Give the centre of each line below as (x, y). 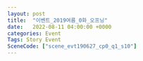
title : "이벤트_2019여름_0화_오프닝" (57, 20)
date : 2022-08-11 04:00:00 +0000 (60, 27)
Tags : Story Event (34, 40)
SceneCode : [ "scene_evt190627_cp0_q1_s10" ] (72, 46)
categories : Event (34, 33)
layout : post (26, 14)
